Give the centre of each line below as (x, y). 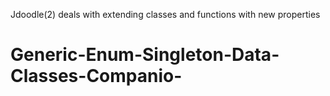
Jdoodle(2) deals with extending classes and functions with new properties (165, 14)
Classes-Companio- (96, 76)
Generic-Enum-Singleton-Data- (145, 55)
